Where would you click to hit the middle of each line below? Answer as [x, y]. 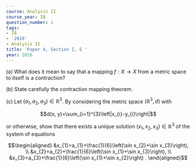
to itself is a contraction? [36, 78]
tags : [13, 28]
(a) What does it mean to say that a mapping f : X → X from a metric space [96, 71]
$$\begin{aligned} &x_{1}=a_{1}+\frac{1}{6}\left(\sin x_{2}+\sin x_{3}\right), [98, 145]
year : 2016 [19, 55]
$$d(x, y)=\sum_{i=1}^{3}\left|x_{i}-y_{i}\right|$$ [98, 114]
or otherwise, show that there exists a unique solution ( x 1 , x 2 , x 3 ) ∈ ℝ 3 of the [98, 127]
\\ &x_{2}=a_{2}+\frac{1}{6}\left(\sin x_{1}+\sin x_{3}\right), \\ [98, 151]
